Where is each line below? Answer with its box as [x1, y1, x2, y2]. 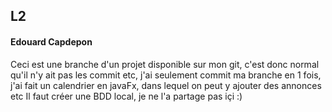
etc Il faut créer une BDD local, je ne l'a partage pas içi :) [10, 90, 243, 102]
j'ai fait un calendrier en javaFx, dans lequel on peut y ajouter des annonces [10, 79, 322, 91]
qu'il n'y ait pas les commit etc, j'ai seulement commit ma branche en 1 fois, [10, 69, 322, 81]
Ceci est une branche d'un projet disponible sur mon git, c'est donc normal [10, 58, 320, 70]
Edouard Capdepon [10, 35, 93, 48]
